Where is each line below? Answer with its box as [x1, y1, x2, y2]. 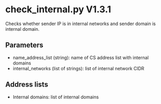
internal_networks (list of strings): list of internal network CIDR [12, 65, 145, 71]
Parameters [5, 41, 44, 50]
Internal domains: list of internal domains [12, 94, 99, 100]
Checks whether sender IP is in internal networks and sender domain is [5, 20, 156, 27]
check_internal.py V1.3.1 [5, 4, 111, 15]
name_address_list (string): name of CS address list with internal [12, 54, 149, 60]
